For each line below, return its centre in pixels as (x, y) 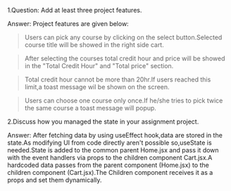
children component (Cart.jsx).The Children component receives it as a (110, 172)
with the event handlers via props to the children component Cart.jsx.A (110, 158)
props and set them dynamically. (55, 180)
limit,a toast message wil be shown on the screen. (97, 87)
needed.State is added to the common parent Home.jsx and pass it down (113, 150)
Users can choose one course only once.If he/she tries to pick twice (124, 100)
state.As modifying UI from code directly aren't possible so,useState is (110, 143)
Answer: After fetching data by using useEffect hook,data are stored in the (115, 135)
